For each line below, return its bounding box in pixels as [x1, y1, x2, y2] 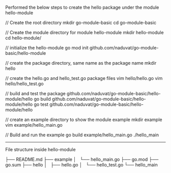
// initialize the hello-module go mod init [5, 45, 89, 50]
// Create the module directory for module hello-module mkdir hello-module [5, 30, 164, 35]
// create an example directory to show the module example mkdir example [5, 117, 162, 123]
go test [34, 101, 49, 107]
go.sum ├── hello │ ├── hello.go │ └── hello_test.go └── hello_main [5, 162, 158, 167]
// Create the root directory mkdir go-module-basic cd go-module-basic [5, 20, 157, 25]
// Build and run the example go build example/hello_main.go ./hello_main [5, 132, 159, 138]
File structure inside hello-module [5, 147, 76, 152]
